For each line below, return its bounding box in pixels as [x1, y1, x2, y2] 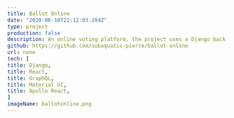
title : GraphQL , [7, 74, 54, 82]
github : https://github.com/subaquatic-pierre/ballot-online [7, 42, 189, 49]
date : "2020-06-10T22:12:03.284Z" [7, 17, 108, 24]
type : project [7, 23, 49, 30]
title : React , [7, 68, 49, 75]
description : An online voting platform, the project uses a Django [7, 36, 210, 43]
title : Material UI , [7, 81, 68, 88]
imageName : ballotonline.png [7, 101, 92, 108]
